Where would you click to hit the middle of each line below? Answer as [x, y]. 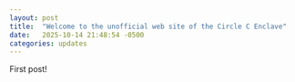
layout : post [34, 18]
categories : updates [49, 43]
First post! [28, 69]
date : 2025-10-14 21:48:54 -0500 [77, 35]
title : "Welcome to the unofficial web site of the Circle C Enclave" [148, 26]
